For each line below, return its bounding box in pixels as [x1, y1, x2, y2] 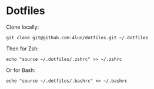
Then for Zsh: [6, 45, 39, 52]
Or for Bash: [6, 66, 36, 74]
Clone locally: [6, 23, 39, 30]
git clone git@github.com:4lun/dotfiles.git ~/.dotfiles [6, 35, 149, 40]
